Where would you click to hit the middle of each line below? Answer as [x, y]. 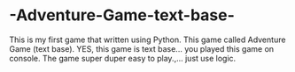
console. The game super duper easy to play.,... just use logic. [123, 58]
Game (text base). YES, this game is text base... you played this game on [142, 48]
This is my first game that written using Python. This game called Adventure [147, 40]
